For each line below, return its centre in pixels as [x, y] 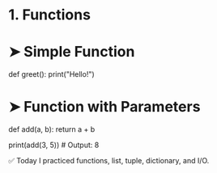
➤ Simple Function [72, 52]
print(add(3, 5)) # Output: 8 [54, 145]
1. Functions [50, 15]
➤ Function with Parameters [104, 107]
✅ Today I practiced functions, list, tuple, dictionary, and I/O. [109, 161]
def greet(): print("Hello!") [51, 74]
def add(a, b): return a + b [52, 129]
